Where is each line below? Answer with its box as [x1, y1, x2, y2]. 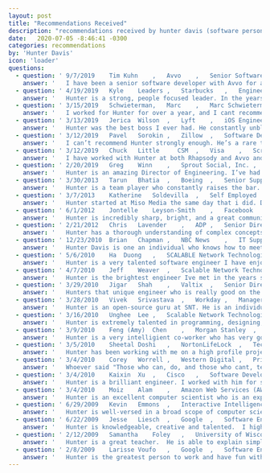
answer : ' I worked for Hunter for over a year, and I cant [22, 109, 235, 117]
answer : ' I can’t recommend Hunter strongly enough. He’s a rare [22, 138, 257, 147]
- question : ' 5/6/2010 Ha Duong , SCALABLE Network [15, 251, 225, 259]
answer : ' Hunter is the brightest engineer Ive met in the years [22, 274, 257, 282]
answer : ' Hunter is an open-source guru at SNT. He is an [22, 303, 231, 311]
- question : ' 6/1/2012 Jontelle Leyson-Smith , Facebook [15, 206, 253, 214]
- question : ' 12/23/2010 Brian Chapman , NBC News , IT [15, 236, 247, 245]
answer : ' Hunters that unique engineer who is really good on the [22, 289, 261, 297]
